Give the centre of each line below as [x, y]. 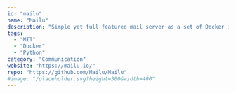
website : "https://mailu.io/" [52, 66]
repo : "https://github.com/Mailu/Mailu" [67, 72]
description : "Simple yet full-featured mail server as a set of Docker [116, 27]
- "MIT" [25, 40]
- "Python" [29, 53]
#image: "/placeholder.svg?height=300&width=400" [81, 79]
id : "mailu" [25, 14]
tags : [15, 33]
